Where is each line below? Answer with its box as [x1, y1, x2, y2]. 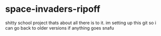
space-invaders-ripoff [5, 3, 100, 15]
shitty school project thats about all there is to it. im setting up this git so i [5, 20, 156, 26]
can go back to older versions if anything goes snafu [5, 25, 114, 31]
